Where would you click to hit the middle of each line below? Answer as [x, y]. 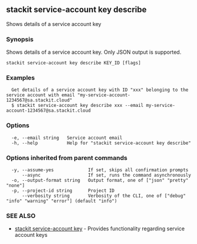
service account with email [41, 95]
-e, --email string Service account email [67, 138]
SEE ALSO [21, 216]
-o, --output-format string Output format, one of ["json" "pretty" [100, 180]
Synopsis [20, 39]
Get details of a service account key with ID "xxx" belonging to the [100, 90]
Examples [21, 78]
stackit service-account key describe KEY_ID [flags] [74, 63]
